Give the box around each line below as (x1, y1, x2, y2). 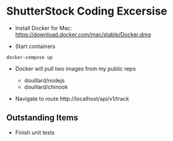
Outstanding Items (6, 112, 78, 123)
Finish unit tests (15, 129, 55, 136)
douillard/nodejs (24, 77, 65, 84)
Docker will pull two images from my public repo (15, 65, 137, 72)
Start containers (15, 43, 56, 50)
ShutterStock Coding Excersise (6, 4, 168, 18)
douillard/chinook (24, 83, 68, 91)
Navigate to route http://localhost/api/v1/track (15, 95, 129, 102)
